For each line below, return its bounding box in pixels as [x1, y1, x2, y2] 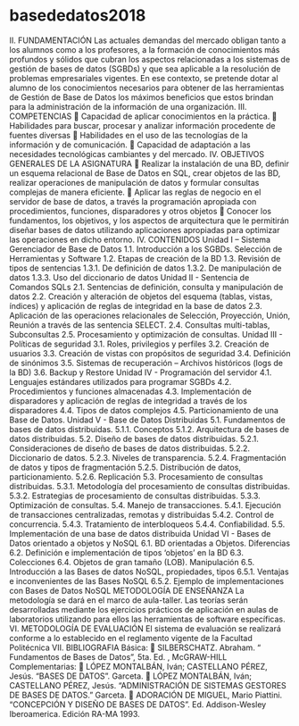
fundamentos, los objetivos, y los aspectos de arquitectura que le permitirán [9, 215, 290, 226]
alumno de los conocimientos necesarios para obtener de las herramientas [9, 82, 285, 93]
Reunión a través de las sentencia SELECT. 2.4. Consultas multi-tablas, [9, 319, 270, 330]
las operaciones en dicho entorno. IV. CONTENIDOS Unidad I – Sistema [9, 234, 270, 245]
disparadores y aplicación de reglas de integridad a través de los [9, 395, 248, 406]
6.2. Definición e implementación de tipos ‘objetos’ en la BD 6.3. [9, 547, 244, 558]
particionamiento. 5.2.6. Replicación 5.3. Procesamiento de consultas [9, 471, 263, 482]
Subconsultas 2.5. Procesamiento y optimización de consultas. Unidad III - [9, 329, 283, 339]
